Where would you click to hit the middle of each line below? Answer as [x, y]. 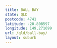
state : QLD [16, 14]
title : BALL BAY [22, 10]
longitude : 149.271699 [28, 28]
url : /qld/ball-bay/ [27, 33]
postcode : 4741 [21, 19]
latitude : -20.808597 [28, 24]
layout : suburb [21, 38]
